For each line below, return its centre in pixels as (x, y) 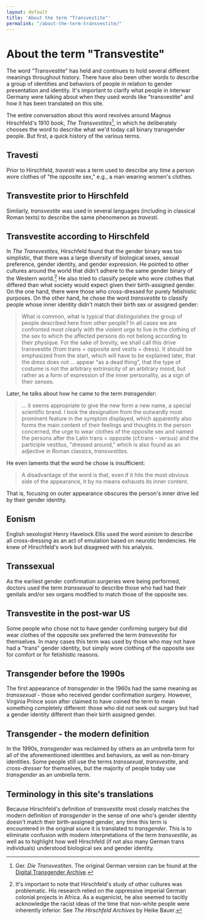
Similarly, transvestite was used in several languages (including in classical (101, 211)
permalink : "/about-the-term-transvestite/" (64, 23)
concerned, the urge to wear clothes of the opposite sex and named (107, 432)
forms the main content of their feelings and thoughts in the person (106, 425)
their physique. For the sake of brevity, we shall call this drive (99, 343)
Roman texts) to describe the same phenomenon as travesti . (82, 217)
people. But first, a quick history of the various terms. (74, 136)
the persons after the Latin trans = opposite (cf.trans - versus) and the (110, 438)
